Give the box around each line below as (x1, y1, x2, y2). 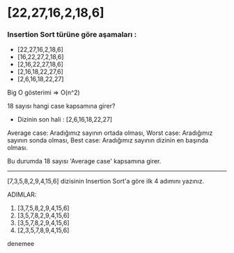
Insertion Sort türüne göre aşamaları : (7, 30, 137, 40)
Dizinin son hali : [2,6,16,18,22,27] (17, 115, 113, 124)
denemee (7, 240, 35, 248)
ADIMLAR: (7, 190, 37, 199)
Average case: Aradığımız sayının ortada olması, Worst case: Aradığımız (7, 129, 213, 137)
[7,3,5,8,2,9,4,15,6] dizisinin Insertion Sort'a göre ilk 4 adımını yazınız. (7, 177, 205, 186)
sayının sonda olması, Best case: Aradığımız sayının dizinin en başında (7, 136, 209, 145)
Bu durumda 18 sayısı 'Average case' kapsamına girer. (7, 157, 162, 165)
